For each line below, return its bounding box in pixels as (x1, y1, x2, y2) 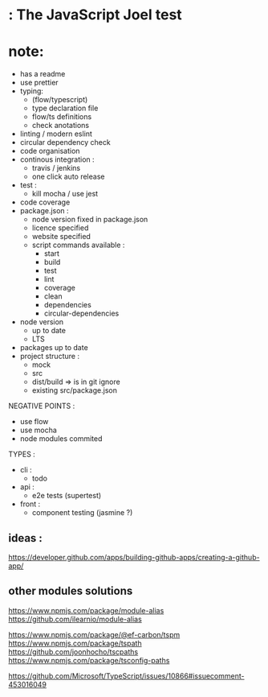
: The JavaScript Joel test (8, 6, 182, 24)
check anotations (31, 121, 90, 130)
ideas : (8, 531, 43, 545)
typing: (19, 86, 44, 96)
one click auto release (31, 171, 105, 182)
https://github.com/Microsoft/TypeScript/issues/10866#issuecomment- (8, 670, 245, 681)
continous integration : (19, 155, 95, 164)
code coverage (19, 197, 71, 207)
